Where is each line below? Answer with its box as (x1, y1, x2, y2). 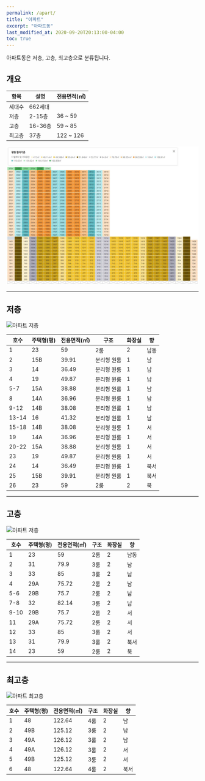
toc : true (6, 36, 32, 42)
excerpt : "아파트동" (6, 23, 54, 29)
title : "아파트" (6, 16, 44, 23)
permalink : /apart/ (6, 10, 56, 16)
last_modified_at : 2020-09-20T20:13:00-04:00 (6, 29, 124, 36)
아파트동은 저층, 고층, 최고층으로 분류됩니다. (6, 54, 111, 61)
